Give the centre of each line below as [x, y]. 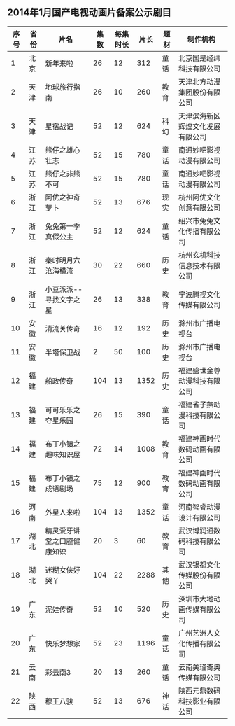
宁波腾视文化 [199, 294]
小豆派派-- [64, 289]
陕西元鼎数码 [199, 690]
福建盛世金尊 [199, 370]
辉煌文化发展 [199, 126]
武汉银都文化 [199, 564]
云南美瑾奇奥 [199, 667]
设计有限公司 [199, 517]
